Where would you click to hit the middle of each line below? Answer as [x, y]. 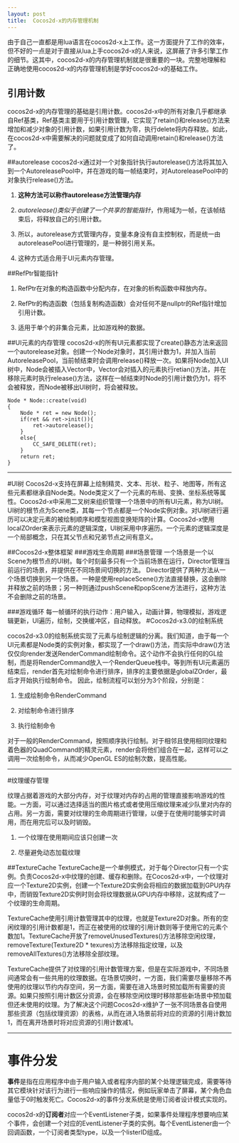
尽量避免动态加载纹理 [49, 853]
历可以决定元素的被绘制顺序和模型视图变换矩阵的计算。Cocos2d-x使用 [111, 520]
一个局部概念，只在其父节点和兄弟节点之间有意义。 [82, 537]
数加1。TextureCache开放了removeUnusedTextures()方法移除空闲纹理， [113, 936]
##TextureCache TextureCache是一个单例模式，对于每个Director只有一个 [115, 868]
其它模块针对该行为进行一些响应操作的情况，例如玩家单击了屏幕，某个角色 [116, 1090]
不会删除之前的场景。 [38, 597]
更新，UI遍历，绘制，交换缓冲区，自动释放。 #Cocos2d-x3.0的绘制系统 [118, 621]
